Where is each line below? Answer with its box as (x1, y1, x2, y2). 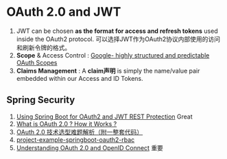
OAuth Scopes (16, 58, 58, 66)
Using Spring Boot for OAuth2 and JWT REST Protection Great (16, 112, 193, 121)
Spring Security (6, 94, 75, 106)
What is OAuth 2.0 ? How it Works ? (16, 119, 117, 127)
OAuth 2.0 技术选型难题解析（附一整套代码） (16, 127, 143, 136)
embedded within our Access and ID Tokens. (16, 74, 143, 82)
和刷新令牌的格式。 (16, 43, 71, 51)
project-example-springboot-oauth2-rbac (16, 135, 135, 144)
